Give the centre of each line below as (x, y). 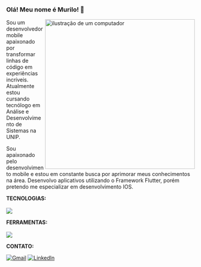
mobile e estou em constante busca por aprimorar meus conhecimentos (101, 174)
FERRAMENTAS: (27, 222)
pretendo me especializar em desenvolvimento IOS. (70, 187)
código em (19, 67)
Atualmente (20, 86)
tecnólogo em (23, 105)
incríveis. (17, 80)
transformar (21, 54)
